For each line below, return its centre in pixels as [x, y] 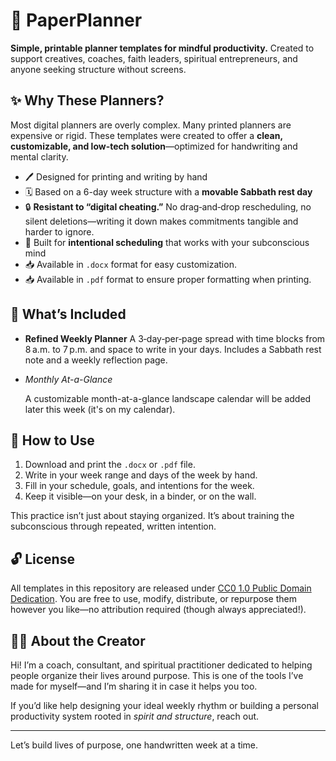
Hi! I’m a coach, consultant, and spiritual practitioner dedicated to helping [161, 665]
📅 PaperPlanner [76, 20]
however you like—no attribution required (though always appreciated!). [158, 610]
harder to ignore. [59, 231]
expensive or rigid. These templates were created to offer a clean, [146, 135]
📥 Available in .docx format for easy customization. [130, 264]
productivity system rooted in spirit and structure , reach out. [135, 716]
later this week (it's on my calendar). [100, 409]
